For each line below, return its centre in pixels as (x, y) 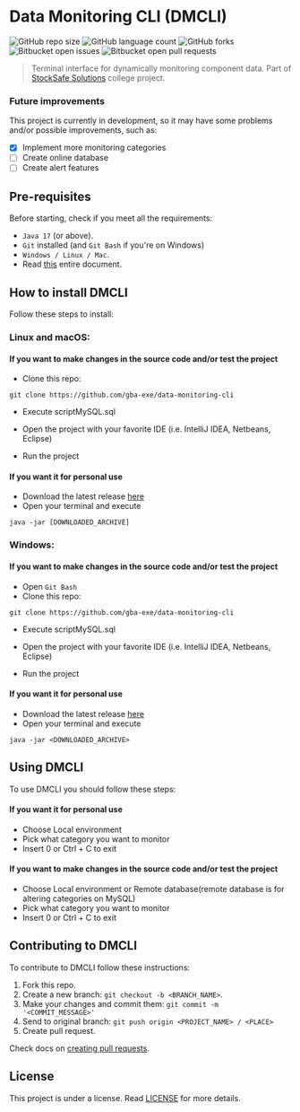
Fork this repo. (49, 985)
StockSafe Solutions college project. (98, 77)
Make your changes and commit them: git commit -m (120, 1003)
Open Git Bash (50, 586)
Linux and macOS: (50, 337)
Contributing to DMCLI (73, 946)
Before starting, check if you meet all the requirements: (111, 218)
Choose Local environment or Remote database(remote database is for (153, 889)
